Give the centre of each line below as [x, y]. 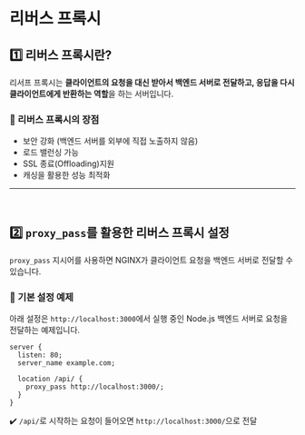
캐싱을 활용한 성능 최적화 [66, 175]
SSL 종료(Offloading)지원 [69, 163]
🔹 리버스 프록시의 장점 [54, 119]
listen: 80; [40, 355]
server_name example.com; [67, 363]
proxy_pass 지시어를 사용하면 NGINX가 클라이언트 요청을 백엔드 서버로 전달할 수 [151, 261]
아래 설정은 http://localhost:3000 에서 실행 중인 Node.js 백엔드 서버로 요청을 [148, 319]
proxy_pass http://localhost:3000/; [95, 387]
